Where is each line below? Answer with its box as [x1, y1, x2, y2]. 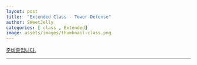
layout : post [6, 8, 38, 15]
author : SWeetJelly [6, 19, 54, 25]
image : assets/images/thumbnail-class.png [6, 30, 111, 36]
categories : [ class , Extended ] [6, 24, 88, 31]
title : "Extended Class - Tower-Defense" [6, 14, 111, 20]
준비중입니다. [6, 47, 36, 54]
